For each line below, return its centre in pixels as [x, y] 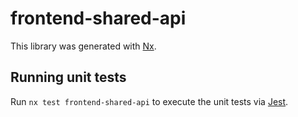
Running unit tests [68, 77]
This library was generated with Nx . [83, 46]
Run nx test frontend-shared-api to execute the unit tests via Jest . [149, 101]
